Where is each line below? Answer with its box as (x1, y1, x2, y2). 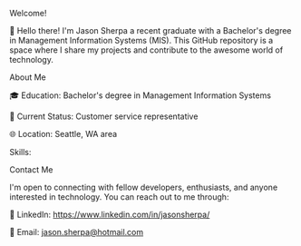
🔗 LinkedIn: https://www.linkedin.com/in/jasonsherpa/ (9, 209, 210, 220)
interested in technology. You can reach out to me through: (9, 192, 229, 202)
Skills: (9, 147, 32, 157)
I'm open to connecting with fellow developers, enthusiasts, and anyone (9, 182, 278, 192)
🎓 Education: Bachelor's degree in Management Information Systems (9, 90, 272, 101)
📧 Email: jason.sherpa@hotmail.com (9, 227, 144, 237)
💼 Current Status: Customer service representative (9, 111, 199, 122)
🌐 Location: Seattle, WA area (9, 129, 118, 139)
